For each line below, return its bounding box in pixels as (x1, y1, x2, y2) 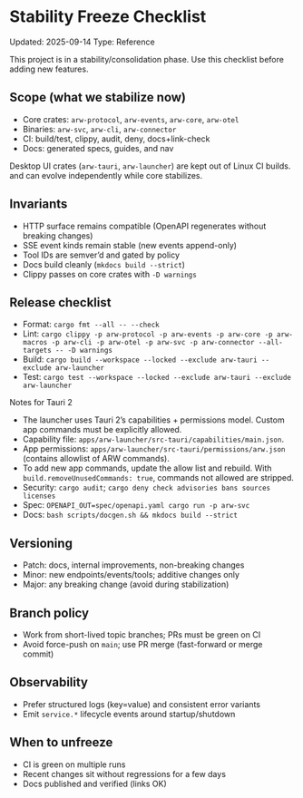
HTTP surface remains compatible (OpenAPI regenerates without (22, 220, 267, 231)
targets (22, 346, 52, 355)
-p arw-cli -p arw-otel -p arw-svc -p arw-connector (51, 338, 255, 347)
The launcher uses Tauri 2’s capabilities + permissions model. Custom (22, 414, 285, 425)
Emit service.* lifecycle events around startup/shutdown (22, 708, 236, 719)
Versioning (9, 535, 73, 550)
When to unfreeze (9, 735, 113, 750)
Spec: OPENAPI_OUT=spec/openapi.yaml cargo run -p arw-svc (22, 500, 250, 511)
